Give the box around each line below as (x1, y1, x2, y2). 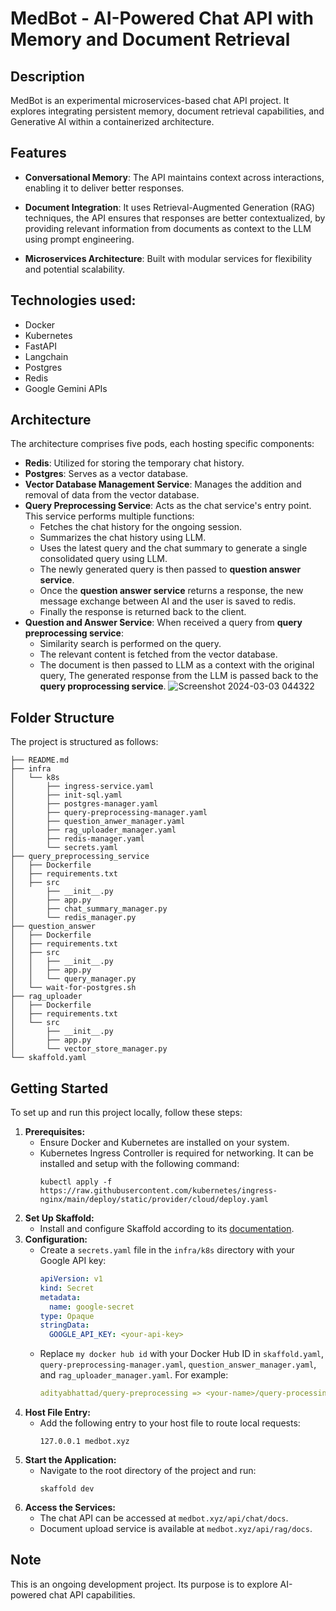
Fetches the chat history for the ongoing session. (39, 521, 243, 533)
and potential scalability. (24, 263, 125, 275)
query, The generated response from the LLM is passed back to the (39, 670, 319, 682)
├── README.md (10, 755, 70, 766)
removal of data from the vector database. (24, 489, 200, 501)
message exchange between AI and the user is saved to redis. (39, 595, 297, 607)
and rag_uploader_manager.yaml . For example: (39, 1369, 229, 1381)
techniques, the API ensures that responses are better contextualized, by (24, 212, 326, 224)
